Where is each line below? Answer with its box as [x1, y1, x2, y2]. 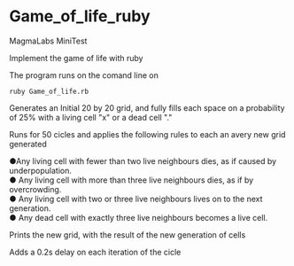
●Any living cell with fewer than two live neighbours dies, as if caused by [9, 155, 277, 166]
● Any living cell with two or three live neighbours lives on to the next [9, 193, 263, 204]
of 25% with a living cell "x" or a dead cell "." [9, 112, 173, 122]
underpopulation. [9, 165, 73, 176]
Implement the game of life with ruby [9, 52, 143, 63]
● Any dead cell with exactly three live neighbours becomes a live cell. [9, 212, 268, 223]
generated [9, 138, 47, 149]
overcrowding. [9, 184, 62, 194]
